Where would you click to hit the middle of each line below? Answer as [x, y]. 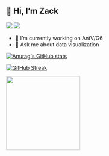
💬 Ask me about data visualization [57, 44]
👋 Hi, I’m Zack [33, 11]
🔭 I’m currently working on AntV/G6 [59, 38]
